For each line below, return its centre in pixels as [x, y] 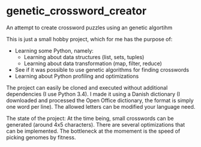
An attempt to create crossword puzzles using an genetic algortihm [89, 27]
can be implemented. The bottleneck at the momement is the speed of [93, 131]
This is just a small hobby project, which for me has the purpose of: [89, 39]
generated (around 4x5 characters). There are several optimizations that [95, 124]
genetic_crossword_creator [76, 11]
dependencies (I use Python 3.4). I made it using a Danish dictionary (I [93, 94]
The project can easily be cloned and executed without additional [87, 87]
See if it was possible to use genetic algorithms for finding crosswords [102, 69]
